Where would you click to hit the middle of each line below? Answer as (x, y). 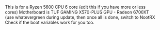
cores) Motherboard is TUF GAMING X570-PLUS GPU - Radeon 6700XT (77, 12)
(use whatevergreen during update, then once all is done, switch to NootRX (80, 17)
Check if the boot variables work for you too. (50, 22)
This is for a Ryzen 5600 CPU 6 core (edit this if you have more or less (75, 7)
